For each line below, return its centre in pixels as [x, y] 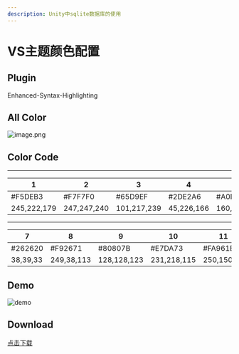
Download [30, 325]
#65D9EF [132, 197]
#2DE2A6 [185, 197]
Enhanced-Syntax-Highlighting [53, 95]
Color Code [33, 157]
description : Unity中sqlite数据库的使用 [64, 14]
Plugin [22, 78]
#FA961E [218, 249]
